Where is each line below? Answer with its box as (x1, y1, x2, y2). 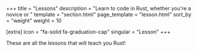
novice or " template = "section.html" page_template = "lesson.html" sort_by (6, 11, 192, 18)
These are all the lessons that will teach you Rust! (6, 40, 126, 46)
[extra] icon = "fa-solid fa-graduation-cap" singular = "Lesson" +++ (6, 28, 171, 35)
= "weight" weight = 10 (6, 17, 62, 24)
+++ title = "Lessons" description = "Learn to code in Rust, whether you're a (6, 5, 191, 12)
